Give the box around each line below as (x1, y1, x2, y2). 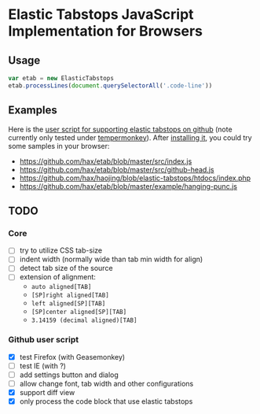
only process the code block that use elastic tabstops (19, 397, 193, 406)
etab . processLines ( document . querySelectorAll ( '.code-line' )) (8, 81, 213, 90)
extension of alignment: (19, 272, 97, 282)
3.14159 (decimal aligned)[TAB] (31, 316, 137, 324)
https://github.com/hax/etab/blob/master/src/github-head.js (19, 164, 214, 174)
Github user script (8, 335, 79, 346)
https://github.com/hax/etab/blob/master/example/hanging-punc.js (19, 181, 238, 190)
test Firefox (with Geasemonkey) (19, 352, 126, 361)
